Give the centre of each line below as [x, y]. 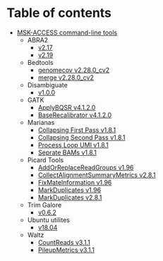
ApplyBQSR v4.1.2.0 [67, 107]
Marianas [41, 122]
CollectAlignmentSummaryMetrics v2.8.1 [97, 175]
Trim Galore [44, 205]
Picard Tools [46, 159]
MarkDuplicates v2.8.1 [70, 197]
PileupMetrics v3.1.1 [66, 250]
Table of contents [59, 13]
